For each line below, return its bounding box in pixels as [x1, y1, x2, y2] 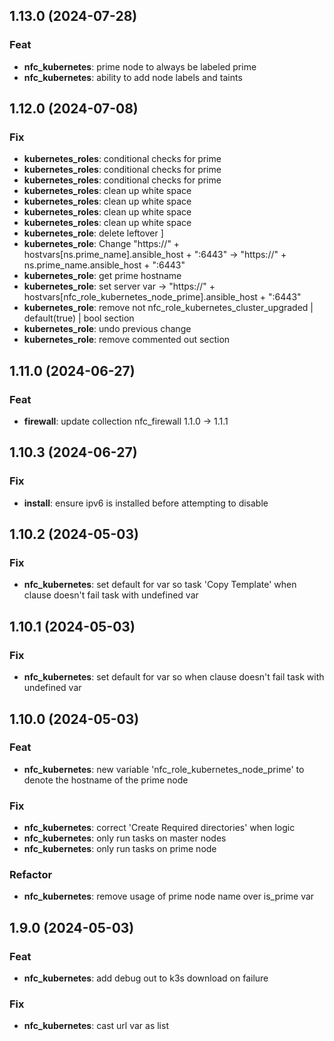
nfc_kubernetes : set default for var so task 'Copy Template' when [23, 579, 297, 591]
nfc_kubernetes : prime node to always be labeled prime [23, 60, 257, 73]
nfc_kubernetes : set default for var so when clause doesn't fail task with [23, 671, 325, 683]
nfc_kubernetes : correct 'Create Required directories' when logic [23, 822, 296, 834]
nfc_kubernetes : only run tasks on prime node [23, 843, 217, 855]
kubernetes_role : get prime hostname [23, 270, 182, 282]
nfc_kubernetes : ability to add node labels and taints [23, 71, 243, 83]
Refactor [9, 868, 53, 882]
